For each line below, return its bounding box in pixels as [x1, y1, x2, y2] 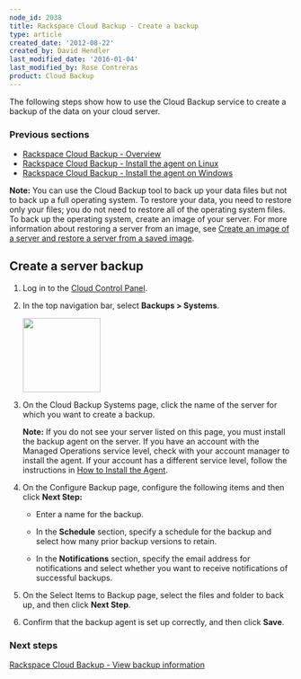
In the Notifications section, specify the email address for [35, 553, 251, 564]
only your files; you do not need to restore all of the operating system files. [9, 204, 286, 216]
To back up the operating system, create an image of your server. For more [9, 214, 288, 225]
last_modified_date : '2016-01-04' [9, 55, 139, 64]
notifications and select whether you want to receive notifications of [35, 562, 288, 573]
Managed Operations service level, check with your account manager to [22, 445, 290, 456]
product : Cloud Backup [9, 72, 94, 81]
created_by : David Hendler [9, 47, 111, 56]
